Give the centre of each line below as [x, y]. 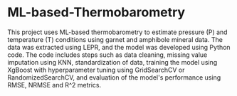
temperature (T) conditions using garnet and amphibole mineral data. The [115, 39]
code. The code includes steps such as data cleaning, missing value [107, 55]
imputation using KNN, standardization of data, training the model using [112, 62]
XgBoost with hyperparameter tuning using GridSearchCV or [96, 70]
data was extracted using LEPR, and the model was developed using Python [119, 47]
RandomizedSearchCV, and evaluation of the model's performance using [114, 77]
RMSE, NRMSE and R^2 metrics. [54, 85]
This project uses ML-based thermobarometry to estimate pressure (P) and [117, 32]
